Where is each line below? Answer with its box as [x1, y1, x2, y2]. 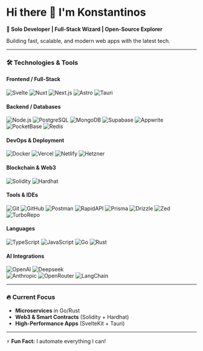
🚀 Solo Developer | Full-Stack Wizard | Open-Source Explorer [6, 25, 163, 33]
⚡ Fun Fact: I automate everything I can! [6, 337, 106, 344]
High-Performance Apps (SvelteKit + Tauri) [14, 320, 125, 327]
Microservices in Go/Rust [14, 307, 80, 314]
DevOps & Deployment [6, 136, 65, 144]
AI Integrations [6, 252, 45, 260]
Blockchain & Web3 [6, 164, 56, 171]
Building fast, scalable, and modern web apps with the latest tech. [6, 37, 170, 44]
